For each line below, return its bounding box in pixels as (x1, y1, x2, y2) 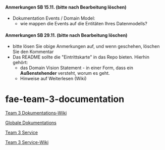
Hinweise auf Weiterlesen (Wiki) (20, 76, 87, 82)
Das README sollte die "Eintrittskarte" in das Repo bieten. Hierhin (12, 54, 150, 60)
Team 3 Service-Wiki (5, 139, 49, 145)
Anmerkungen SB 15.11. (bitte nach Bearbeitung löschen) (5, 4, 127, 10)
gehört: (12, 60, 28, 66)
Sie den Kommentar (12, 48, 54, 55)
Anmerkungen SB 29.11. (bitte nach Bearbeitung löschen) (5, 32, 128, 38)
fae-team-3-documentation (5, 93, 125, 105)
